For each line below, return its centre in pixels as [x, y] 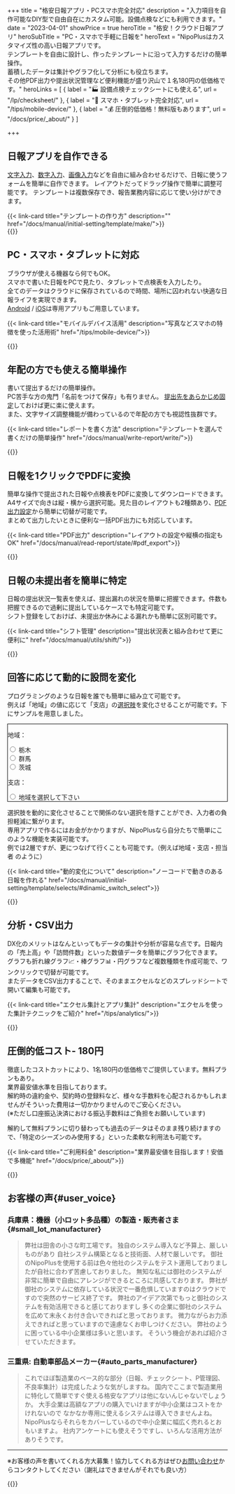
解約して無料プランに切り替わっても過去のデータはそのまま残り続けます [111, 1128]
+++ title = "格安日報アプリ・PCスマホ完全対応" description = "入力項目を [114, 10]
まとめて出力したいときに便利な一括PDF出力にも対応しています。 [102, 520]
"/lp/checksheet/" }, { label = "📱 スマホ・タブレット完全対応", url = [103, 100]
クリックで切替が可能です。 [53, 972]
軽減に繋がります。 [41, 821]
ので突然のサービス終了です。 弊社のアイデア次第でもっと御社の [123, 1298]
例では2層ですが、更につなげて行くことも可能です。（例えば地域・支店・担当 [117, 847]
